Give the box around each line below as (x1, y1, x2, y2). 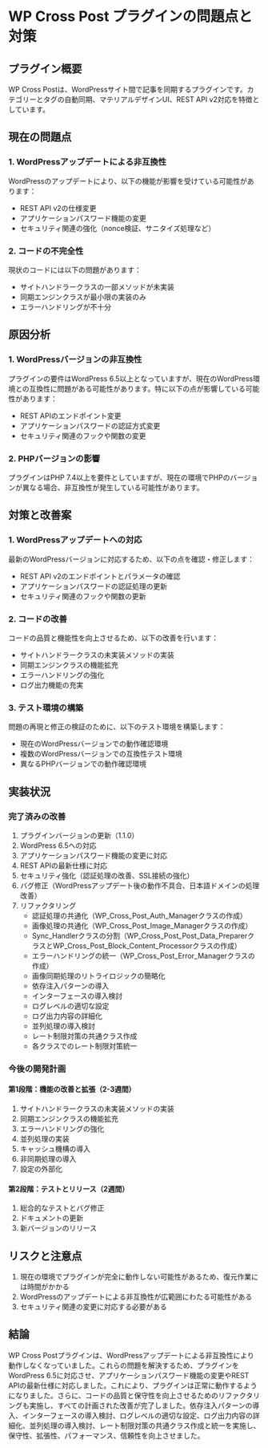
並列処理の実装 (19, 1134, 70, 1144)
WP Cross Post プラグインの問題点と (8, 7, 254, 26)
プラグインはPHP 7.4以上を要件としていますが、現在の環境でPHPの (8, 473, 230, 482)
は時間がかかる (19, 1282, 70, 1292)
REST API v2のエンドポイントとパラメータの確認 (19, 571, 181, 581)
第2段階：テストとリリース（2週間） (8, 1184, 130, 1194)
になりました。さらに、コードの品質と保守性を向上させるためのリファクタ (8, 1390, 254, 1400)
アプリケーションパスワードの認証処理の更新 (19, 581, 168, 590)
